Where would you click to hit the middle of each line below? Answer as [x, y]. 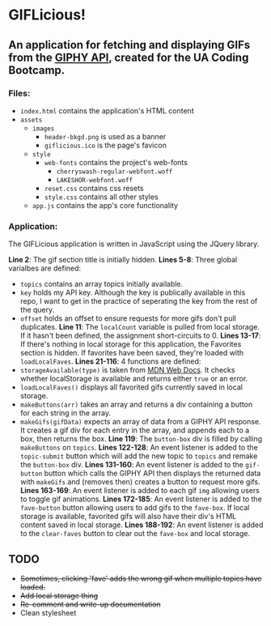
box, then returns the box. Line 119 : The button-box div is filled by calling [141, 439]
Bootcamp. [37, 70]
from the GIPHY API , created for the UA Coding [129, 57]
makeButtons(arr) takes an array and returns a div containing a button [136, 405]
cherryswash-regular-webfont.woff [114, 172]
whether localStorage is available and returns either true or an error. [134, 379]
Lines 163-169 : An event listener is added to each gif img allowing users [140, 491]
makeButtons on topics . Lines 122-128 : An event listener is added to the [139, 448]
